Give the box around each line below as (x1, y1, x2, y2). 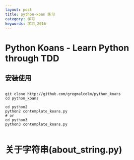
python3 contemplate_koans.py (5, 122, 68, 127)
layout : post (5, 7, 32, 12)
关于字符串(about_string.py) (5, 144, 123, 156)
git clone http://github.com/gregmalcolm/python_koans (5, 92, 121, 97)
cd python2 (5, 105, 28, 109)
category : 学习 (5, 16, 35, 21)
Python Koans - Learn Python (5, 43, 130, 53)
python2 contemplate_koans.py (5, 109, 68, 114)
